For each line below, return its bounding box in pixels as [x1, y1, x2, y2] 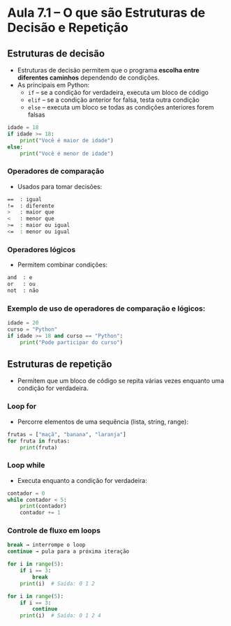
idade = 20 [7, 320, 39, 327]
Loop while [7, 461, 45, 470]
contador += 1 [20, 509, 61, 516]
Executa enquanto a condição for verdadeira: [17, 476, 148, 484]
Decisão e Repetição [7, 20, 129, 36]
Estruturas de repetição [7, 358, 112, 371]
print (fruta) [20, 444, 58, 451]
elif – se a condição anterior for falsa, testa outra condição [27, 96, 200, 104]
